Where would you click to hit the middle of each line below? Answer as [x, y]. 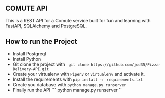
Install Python [27, 59]
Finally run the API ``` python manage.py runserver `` [67, 90]
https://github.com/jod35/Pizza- [126, 65]
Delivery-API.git [31, 69]
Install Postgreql [29, 54]
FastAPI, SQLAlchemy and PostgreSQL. [46, 26]
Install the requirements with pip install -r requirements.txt [78, 79]
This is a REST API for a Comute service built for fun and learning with [78, 20]
